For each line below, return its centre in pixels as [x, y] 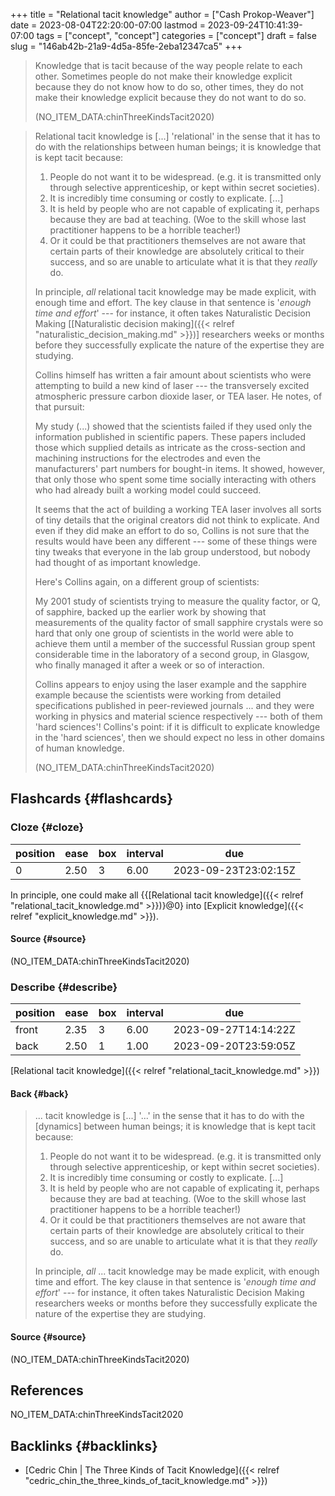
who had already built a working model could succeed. [148, 490]
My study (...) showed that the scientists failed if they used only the [173, 426]
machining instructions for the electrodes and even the [147, 458]
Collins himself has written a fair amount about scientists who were [173, 375]
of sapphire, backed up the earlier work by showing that [150, 612]
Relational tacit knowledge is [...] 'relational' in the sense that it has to [177, 136]
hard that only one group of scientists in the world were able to [164, 633]
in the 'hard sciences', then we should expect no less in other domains [179, 737]
